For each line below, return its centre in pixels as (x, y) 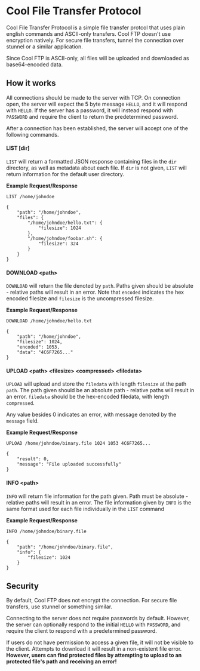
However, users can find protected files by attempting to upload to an (94, 655)
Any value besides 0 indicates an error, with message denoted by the (91, 415)
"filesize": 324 (58, 244)
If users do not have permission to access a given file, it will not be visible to (100, 642)
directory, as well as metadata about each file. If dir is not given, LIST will (96, 168)
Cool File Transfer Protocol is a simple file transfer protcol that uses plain (96, 27)
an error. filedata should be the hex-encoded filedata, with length (88, 397)
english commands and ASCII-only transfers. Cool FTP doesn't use (89, 33)
